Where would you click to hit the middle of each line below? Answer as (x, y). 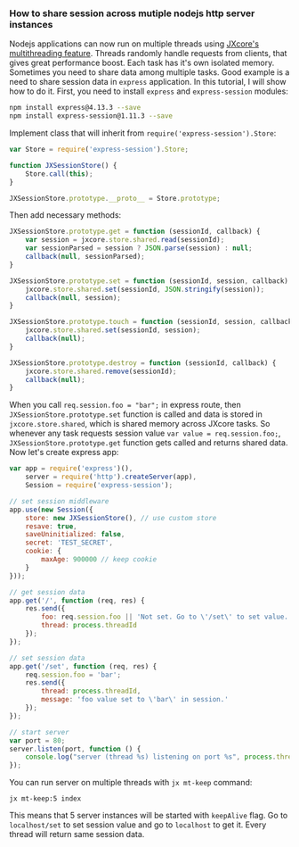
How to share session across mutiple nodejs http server (132, 13)
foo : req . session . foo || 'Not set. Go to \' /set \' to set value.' (167, 617)
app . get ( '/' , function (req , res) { (77, 601)
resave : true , (51, 526)
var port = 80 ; (37, 740)
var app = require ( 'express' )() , (71, 469)
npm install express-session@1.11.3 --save (91, 116)
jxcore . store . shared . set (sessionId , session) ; (113, 330)
